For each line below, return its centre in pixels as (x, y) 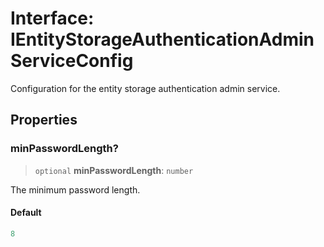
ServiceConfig (72, 61)
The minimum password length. (75, 189)
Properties (44, 120)
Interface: (52, 18)
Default (26, 213)
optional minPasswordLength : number (114, 170)
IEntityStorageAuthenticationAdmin (162, 39)
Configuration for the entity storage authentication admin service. (145, 88)
